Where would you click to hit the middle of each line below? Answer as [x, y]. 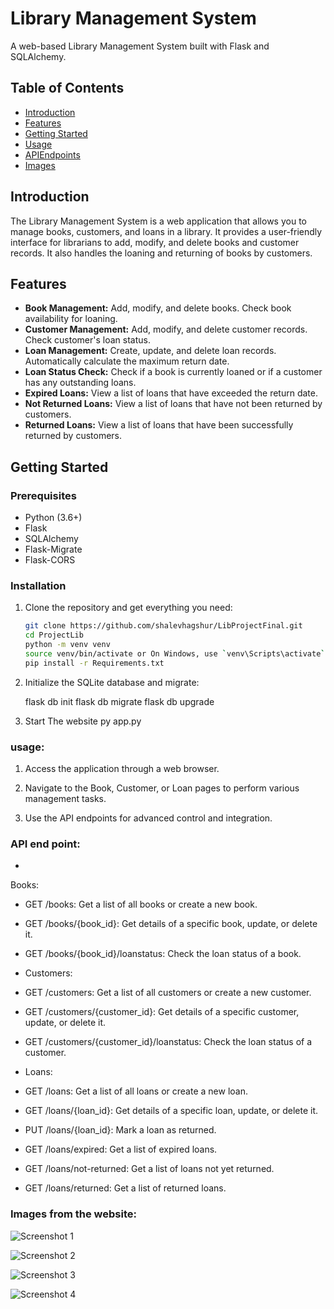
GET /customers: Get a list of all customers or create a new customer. [168, 993]
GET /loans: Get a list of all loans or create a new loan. [136, 1091]
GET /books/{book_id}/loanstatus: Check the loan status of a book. [163, 954]
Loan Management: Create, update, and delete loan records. [150, 351]
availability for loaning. [71, 319]
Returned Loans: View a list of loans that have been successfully [159, 425]
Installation [38, 585]
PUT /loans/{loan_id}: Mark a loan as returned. [120, 1130]
